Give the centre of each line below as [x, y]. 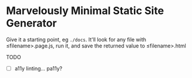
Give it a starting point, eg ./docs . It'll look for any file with [76, 39]
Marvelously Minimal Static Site [85, 11]
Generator [31, 23]
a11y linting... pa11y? [38, 68]
